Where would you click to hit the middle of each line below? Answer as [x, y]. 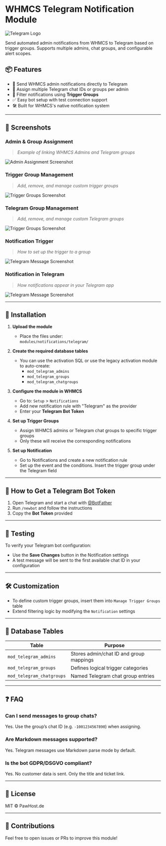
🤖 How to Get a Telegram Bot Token [60, 491]
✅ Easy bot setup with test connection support [60, 99]
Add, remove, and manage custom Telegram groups [71, 219]
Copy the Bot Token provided [42, 513]
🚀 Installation [26, 315]
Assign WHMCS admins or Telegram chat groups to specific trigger [88, 431]
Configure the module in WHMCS [47, 391]
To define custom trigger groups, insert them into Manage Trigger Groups [86, 601]
